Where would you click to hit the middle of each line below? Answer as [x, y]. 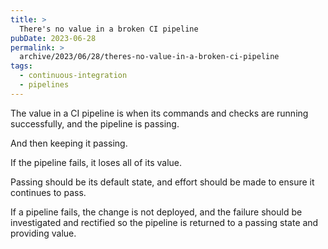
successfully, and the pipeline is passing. [95, 123]
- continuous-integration [73, 76]
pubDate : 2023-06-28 [53, 38]
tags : [21, 66]
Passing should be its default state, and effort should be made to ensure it [162, 182]
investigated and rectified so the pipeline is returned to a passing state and [164, 222]
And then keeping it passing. [69, 143]
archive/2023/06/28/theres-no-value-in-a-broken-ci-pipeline [149, 57]
